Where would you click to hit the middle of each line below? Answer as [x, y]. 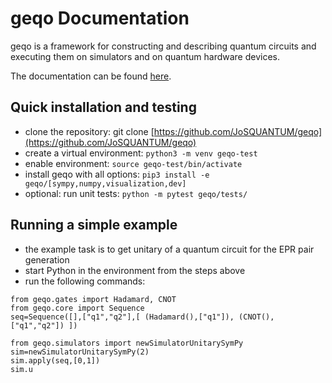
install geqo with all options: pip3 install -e [117, 174]
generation [47, 259]
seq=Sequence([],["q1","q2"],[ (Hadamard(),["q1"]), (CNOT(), [142, 317]
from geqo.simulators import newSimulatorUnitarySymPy [127, 343]
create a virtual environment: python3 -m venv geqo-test [141, 153]
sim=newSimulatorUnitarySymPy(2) [80, 352]
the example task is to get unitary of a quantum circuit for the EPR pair [169, 249]
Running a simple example [94, 225]
